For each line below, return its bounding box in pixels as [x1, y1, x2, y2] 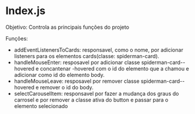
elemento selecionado [14, 102, 68, 109]
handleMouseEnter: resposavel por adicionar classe [14, 59, 140, 66]
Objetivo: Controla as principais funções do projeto [5, 24, 130, 31]
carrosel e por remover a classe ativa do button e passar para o [14, 96, 168, 103]
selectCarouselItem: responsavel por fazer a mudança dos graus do [14, 90, 179, 97]
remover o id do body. [39, 83, 94, 90]
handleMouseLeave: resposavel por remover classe [14, 78, 140, 85]
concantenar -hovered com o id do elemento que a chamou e [39, 65, 189, 72]
